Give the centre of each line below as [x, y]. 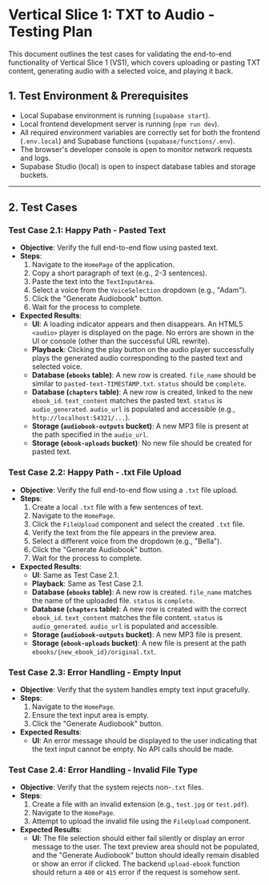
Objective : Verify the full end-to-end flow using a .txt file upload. [129, 490]
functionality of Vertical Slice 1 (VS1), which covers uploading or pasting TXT [134, 62]
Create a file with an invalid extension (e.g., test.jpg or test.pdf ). [141, 804]
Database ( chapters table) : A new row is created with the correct [139, 609]
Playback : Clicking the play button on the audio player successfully [143, 350]
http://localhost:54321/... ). [81, 418]
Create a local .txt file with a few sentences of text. [118, 507]
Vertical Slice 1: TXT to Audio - [112, 15]
